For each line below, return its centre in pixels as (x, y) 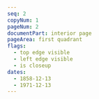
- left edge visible (43, 59)
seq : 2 (17, 14)
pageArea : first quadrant (45, 40)
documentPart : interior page (49, 33)
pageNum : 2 (23, 26)
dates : (17, 72)
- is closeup (32, 66)
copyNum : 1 (23, 20)
